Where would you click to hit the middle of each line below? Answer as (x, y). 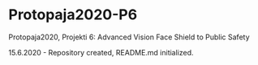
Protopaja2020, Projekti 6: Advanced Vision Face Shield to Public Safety (129, 37)
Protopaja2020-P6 (73, 15)
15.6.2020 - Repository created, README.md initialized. (101, 52)
